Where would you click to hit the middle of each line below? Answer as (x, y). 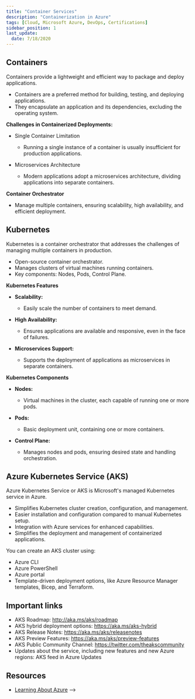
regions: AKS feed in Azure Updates (58, 657)
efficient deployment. (40, 211)
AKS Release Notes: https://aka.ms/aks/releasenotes (78, 632)
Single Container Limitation (47, 136)
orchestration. (40, 458)
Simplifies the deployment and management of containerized (88, 533)
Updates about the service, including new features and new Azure (94, 651)
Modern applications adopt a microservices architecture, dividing (102, 176)
